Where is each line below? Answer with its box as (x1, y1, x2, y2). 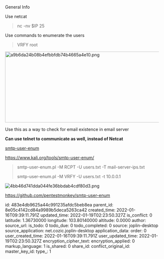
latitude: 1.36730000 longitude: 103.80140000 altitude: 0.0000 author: (5, 218, 146, 223)
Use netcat (5, 14, 27, 19)
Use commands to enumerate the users (5, 33, 84, 38)
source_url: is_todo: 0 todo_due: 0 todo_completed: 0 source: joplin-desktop (5, 222, 159, 228)
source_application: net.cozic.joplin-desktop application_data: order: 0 (5, 228, 147, 233)
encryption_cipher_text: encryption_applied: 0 (42, 238, 135, 244)
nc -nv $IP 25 (17, 23, 45, 29)
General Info (5, 4, 30, 10)
